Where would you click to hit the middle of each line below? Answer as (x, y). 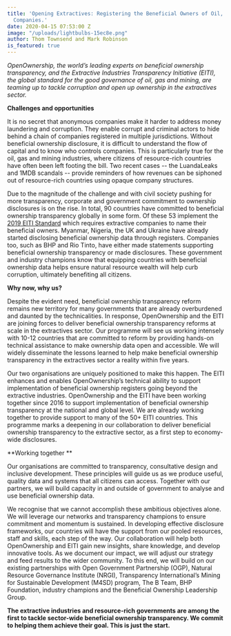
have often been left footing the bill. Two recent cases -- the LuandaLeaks (112, 166)
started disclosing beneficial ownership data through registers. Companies (113, 238)
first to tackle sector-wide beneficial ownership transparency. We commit (115, 618)
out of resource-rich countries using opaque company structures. (101, 180)
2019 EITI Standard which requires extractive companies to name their (107, 223)
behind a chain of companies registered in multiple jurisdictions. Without (110, 136)
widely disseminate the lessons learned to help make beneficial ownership (113, 353)
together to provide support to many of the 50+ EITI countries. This (102, 418)
